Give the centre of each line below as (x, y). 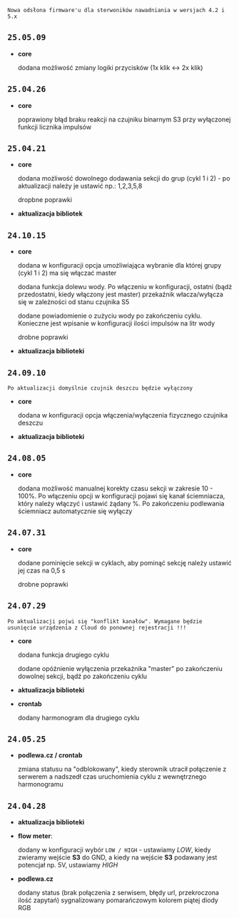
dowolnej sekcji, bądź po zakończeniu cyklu (82, 676)
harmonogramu (41, 785)
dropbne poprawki (45, 200)
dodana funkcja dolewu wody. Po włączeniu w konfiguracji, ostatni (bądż (125, 287)
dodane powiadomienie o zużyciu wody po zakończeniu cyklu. (110, 316)
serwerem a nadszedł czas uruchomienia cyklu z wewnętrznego (112, 777)
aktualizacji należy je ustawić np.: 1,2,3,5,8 (80, 186)
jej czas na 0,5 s (41, 570)
